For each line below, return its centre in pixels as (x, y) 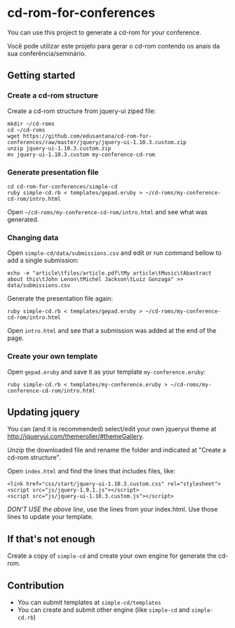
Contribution (36, 586)
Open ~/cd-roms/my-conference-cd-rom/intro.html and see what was (108, 211)
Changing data (33, 237)
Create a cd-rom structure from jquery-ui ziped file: (82, 111)
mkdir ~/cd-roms (31, 124)
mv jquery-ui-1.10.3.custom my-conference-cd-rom (81, 155)
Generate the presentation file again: (60, 299)
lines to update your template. (50, 517)
